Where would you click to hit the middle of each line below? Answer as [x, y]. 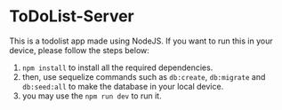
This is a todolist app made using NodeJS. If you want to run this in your [141, 41]
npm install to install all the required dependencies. [117, 67]
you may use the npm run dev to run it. [92, 96]
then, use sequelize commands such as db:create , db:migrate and [144, 76]
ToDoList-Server [72, 16]
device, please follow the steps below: [79, 50]
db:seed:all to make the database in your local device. [123, 86]
